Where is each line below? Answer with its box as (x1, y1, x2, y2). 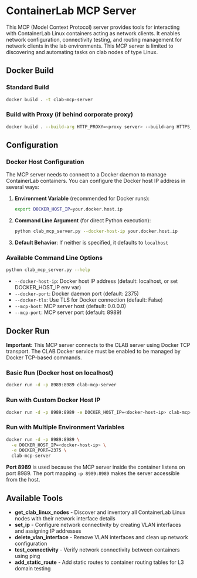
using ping (14, 553, 40, 560)
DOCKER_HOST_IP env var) (14, 284, 81, 291)
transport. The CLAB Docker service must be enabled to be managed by (6, 348, 181, 355)
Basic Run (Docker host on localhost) (6, 369, 114, 377)
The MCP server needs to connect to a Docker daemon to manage (6, 171, 167, 178)
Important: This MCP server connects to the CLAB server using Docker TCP (6, 342, 191, 349)
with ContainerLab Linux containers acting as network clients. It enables (6, 29, 181, 36)
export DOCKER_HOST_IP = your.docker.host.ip (14, 206, 123, 212)
